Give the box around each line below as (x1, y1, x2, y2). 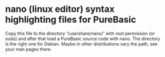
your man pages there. (5, 46, 52, 52)
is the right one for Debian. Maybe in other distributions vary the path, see (5, 41, 158, 47)
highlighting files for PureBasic (5, 14, 136, 25)
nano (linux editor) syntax (5, 3, 115, 15)
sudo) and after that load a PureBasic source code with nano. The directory (5, 36, 160, 42)
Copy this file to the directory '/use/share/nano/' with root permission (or (5, 30, 155, 36)
